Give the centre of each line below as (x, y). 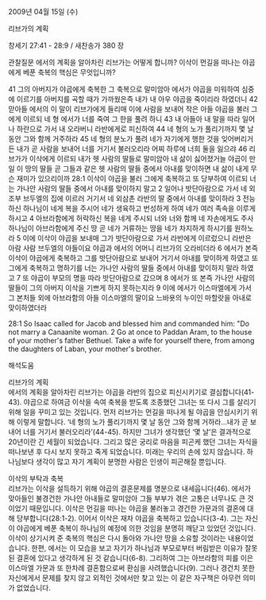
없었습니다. (34, 588)
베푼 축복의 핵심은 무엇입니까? (69, 72)
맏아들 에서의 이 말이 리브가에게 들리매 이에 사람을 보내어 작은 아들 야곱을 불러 (129, 109)
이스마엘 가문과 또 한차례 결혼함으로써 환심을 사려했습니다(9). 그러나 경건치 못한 (132, 568)
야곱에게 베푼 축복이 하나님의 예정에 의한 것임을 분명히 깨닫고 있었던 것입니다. (136, 528)
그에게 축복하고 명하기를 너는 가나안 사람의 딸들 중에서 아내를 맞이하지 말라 (124, 268)
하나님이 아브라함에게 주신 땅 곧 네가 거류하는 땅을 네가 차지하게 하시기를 (120, 228)
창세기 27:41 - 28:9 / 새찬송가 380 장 (66, 45)
